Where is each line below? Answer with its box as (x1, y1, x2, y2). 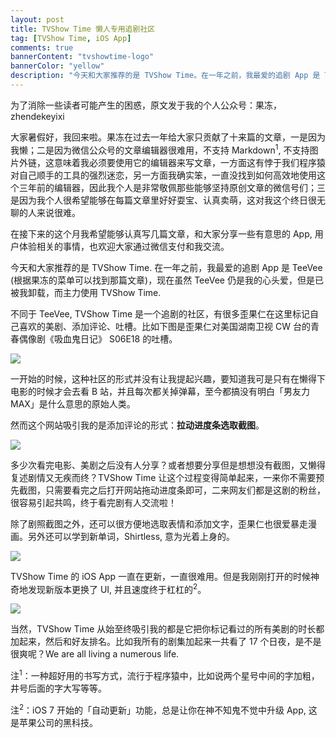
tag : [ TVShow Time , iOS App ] (10, 33, 132, 43)
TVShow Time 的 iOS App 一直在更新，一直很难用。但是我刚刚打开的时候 (10, 570, 311, 582)
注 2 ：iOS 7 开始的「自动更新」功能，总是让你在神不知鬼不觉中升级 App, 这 (10, 702, 318, 716)
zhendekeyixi (10, 110, 65, 122)
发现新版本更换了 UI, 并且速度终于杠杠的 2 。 (27, 581, 207, 595)
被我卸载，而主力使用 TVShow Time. (10, 286, 162, 298)
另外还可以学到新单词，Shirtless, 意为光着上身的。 (27, 530, 236, 542)
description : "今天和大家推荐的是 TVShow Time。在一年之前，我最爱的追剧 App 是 (10, 71, 321, 81)
